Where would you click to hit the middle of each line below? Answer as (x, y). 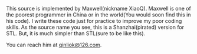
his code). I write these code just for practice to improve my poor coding (94, 21)
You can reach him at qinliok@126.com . (54, 45)
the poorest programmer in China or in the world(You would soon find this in (98, 15)
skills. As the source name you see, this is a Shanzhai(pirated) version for (95, 27)
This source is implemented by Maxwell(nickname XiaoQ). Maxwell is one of (99, 9)
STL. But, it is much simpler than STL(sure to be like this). (76, 33)
